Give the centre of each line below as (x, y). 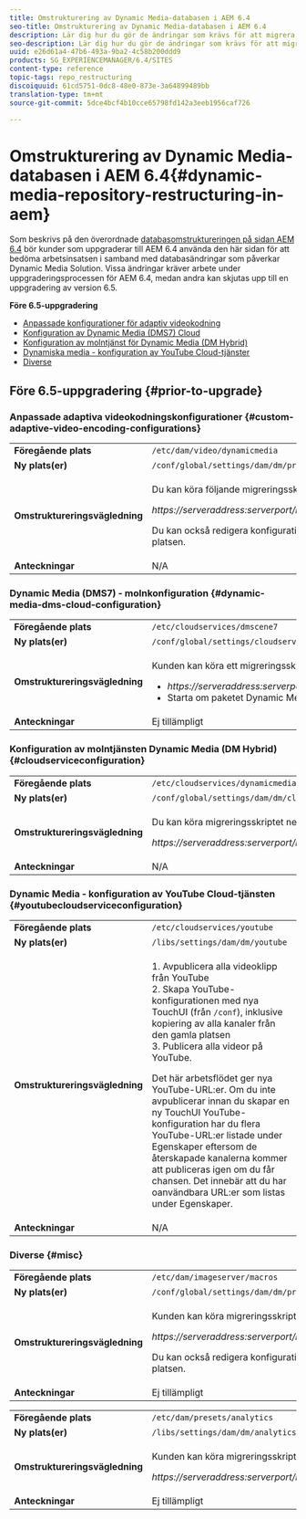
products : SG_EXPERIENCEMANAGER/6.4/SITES (91, 60)
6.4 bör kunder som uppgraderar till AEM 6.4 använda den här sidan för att (149, 249)
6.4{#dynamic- (204, 175)
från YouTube (180, 978)
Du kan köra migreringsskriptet (218, 822)
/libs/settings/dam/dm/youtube (219, 942)
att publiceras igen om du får (213, 1169)
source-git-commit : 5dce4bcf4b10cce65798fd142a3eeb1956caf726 (130, 103)
